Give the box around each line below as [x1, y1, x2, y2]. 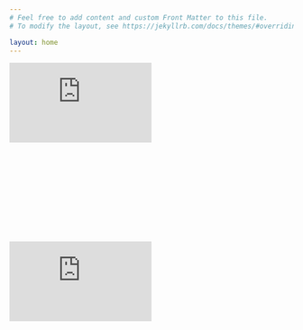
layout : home [9, 38, 59, 47]
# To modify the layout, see [9, 22, 119, 31]
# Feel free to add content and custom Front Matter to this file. [9, 13, 269, 22]
